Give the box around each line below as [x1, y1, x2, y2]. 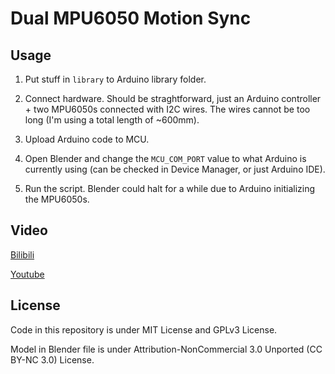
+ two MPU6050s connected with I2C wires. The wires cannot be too [24, 103, 311, 115]
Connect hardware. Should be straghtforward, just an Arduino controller [24, 93, 322, 104]
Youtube [10, 268, 45, 280]
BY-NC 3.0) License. [10, 353, 95, 366]
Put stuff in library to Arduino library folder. [24, 73, 207, 85]
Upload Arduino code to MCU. [24, 133, 150, 145]
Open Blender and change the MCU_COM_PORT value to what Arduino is [24, 153, 307, 164]
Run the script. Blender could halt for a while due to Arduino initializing [24, 183, 316, 194]
